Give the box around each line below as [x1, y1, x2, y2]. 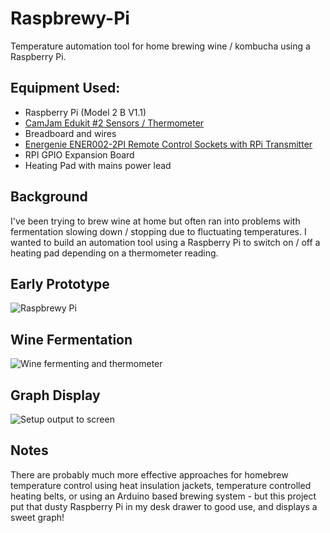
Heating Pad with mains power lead [24, 159, 172, 171]
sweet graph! [10, 511, 65, 523]
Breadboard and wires [24, 127, 117, 139]
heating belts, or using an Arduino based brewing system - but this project [10, 490, 317, 502]
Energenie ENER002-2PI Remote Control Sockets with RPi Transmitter [24, 138, 313, 150]
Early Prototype [10, 275, 110, 292]
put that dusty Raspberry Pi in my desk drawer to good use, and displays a [10, 500, 318, 512]
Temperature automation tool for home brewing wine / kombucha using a [10, 40, 311, 52]
